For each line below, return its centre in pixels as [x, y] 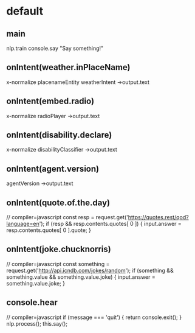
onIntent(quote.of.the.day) [58, 202]
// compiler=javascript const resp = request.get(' [67, 217]
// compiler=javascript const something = [58, 264]
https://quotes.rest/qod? [159, 217]
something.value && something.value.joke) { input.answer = [81, 277]
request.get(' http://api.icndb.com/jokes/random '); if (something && [90, 270]
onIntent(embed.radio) [50, 101]
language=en [23, 224]
